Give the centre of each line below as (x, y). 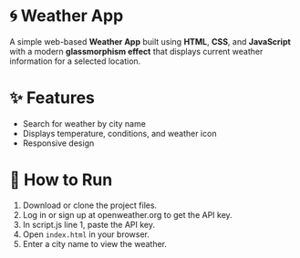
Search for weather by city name (84, 123)
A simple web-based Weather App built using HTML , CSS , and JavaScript (150, 41)
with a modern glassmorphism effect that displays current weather (136, 51)
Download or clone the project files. (90, 205)
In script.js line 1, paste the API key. (88, 224)
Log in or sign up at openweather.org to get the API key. (127, 214)
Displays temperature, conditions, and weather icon (119, 133)
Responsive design (58, 143)
